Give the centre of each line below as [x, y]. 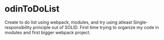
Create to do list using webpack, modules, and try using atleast [68, 22]
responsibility [18, 27]
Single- [141, 22]
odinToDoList [32, 9]
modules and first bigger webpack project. [48, 32]
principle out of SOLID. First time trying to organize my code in [96, 27]
